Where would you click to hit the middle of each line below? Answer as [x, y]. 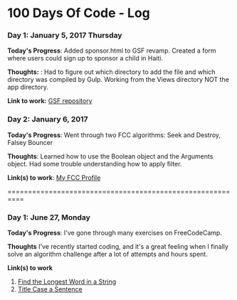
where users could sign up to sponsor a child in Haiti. [85, 58]
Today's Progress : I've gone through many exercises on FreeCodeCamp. [115, 233]
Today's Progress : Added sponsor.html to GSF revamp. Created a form [112, 50]
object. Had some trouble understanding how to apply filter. [95, 164]
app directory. [28, 87]
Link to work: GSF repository [50, 101]
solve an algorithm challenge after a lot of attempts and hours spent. [107, 255]
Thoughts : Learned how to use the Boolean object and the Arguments [110, 156]
